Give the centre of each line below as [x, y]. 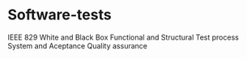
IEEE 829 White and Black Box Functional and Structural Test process [123, 37]
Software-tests [60, 15]
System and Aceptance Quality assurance [77, 45]
